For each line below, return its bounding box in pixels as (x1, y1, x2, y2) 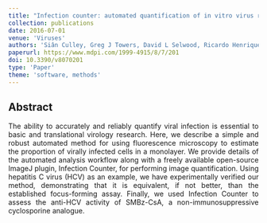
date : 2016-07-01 (8, 26, 66, 34)
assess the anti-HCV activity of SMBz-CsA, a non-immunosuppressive (8, 198, 259, 207)
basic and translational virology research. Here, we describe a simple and (8, 130, 259, 139)
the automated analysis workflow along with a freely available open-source (8, 155, 259, 165)
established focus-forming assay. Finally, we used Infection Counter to (8, 189, 259, 199)
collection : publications (8, 19, 94, 27)
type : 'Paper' (8, 64, 56, 72)
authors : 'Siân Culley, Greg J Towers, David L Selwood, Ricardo (8, 41, 229, 49)
